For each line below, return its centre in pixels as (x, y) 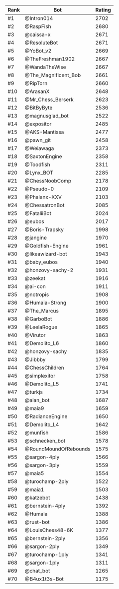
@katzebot (37, 498)
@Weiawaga (39, 148)
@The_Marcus (42, 311)
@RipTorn (36, 83)
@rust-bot (37, 522)
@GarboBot (38, 319)
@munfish (37, 433)
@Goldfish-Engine (47, 246)
